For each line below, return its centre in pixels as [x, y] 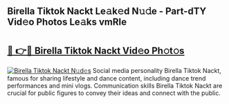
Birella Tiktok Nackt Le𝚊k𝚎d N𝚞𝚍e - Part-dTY [107, 11]
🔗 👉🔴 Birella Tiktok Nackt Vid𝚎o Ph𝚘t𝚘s [96, 51]
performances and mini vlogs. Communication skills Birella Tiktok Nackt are [115, 86]
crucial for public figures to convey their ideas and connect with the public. [114, 93]
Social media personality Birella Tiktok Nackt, [157, 71]
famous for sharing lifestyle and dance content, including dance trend [107, 78]
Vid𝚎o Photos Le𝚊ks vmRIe [67, 22]
